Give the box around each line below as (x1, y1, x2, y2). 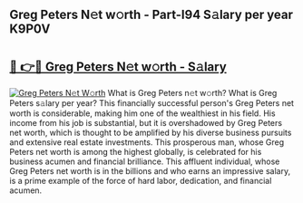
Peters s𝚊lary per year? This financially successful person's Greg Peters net (9, 98, 295, 108)
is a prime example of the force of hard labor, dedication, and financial (9, 176, 272, 186)
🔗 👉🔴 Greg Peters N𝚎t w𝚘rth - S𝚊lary (9, 59, 227, 74)
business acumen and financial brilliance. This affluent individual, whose (9, 156, 280, 167)
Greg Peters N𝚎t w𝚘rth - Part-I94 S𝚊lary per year (9, 7, 293, 23)
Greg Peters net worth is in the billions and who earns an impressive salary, (9, 166, 291, 176)
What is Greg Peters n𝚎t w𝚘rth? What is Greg (107, 88, 278, 98)
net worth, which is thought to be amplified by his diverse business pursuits (9, 127, 292, 138)
